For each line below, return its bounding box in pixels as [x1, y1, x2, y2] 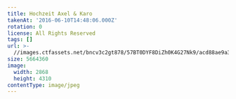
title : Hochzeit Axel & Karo [7, 10, 93, 17]
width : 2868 [13, 68, 49, 75]
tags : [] [7, 36, 33, 43]
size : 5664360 [7, 56, 49, 63]
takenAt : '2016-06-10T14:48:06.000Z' [7, 17, 118, 24]
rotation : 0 [7, 23, 42, 30]
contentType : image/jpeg [7, 82, 80, 89]
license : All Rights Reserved [7, 29, 96, 37]
